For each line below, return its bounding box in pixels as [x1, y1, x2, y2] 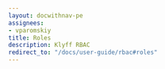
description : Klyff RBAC [8, 41, 90, 49]
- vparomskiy [8, 26, 52, 34]
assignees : [8, 19, 44, 27]
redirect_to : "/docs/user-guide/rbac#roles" [8, 48, 158, 56]
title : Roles [8, 33, 52, 42]
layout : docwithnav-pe [8, 11, 83, 20]
